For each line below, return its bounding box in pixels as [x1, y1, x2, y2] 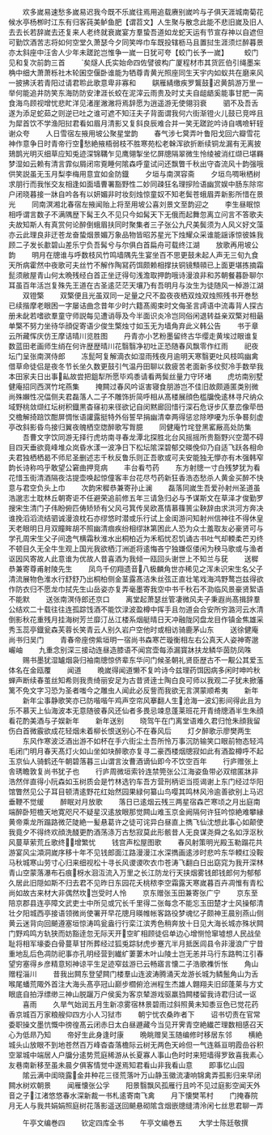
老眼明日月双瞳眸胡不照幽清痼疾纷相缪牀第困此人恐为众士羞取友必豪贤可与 [15, 523, 264, 533]
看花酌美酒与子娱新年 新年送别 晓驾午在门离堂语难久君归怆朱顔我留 [8, 716, 261, 725]
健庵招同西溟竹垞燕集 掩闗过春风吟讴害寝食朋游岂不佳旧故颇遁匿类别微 [8, 382, 259, 391]
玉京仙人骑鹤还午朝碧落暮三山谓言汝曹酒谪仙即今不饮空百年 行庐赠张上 [8, 757, 259, 766]
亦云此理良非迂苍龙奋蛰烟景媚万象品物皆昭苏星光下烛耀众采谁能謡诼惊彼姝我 [8, 230, 264, 239]
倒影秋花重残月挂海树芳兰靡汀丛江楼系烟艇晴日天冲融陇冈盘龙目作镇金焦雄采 [8, 615, 264, 624]
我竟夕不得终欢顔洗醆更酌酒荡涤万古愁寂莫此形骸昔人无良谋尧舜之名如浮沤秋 [8, 827, 264, 837]
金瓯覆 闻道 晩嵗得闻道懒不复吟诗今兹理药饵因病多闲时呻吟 [29, 665, 253, 675]
